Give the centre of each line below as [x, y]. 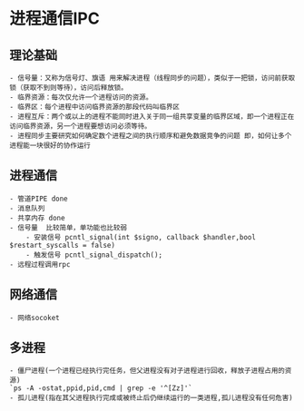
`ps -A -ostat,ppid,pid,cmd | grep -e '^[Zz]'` [101, 388]
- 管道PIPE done [39, 199]
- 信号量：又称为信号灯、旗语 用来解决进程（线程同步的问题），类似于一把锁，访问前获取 [152, 78]
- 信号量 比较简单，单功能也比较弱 [68, 228]
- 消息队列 [27, 208]
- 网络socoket [35, 318]
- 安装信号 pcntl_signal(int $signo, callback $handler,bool [141, 237]
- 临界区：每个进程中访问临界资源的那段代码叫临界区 [94, 107]
